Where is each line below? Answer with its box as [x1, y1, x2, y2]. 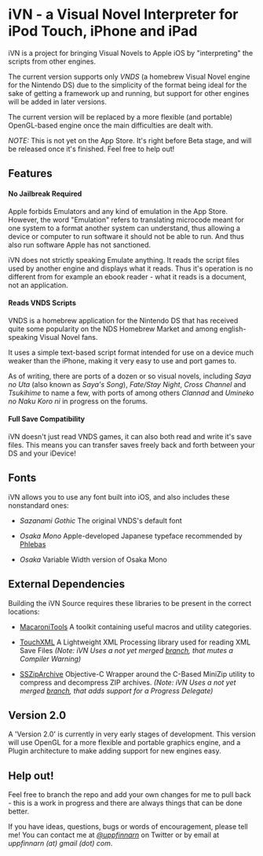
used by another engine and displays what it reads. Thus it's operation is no [8, 264, 254, 273]
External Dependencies [8, 577, 126, 591]
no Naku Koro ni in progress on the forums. [8, 396, 148, 406]
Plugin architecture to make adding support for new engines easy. [8, 746, 221, 756]
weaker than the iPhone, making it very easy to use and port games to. [8, 356, 237, 365]
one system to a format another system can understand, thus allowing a [8, 223, 241, 233]
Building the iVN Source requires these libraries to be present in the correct [8, 598, 252, 607]
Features [8, 167, 53, 180]
